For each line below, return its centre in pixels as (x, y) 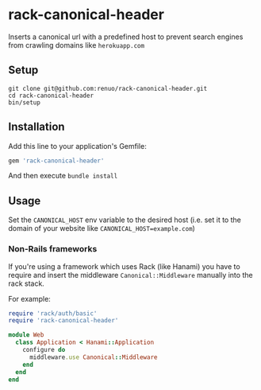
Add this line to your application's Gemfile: (77, 146)
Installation (36, 127)
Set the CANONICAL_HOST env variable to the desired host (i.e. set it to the (125, 220)
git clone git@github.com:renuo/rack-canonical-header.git (108, 88)
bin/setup (25, 102)
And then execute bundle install (63, 176)
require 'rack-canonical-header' (63, 321)
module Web (26, 335)
